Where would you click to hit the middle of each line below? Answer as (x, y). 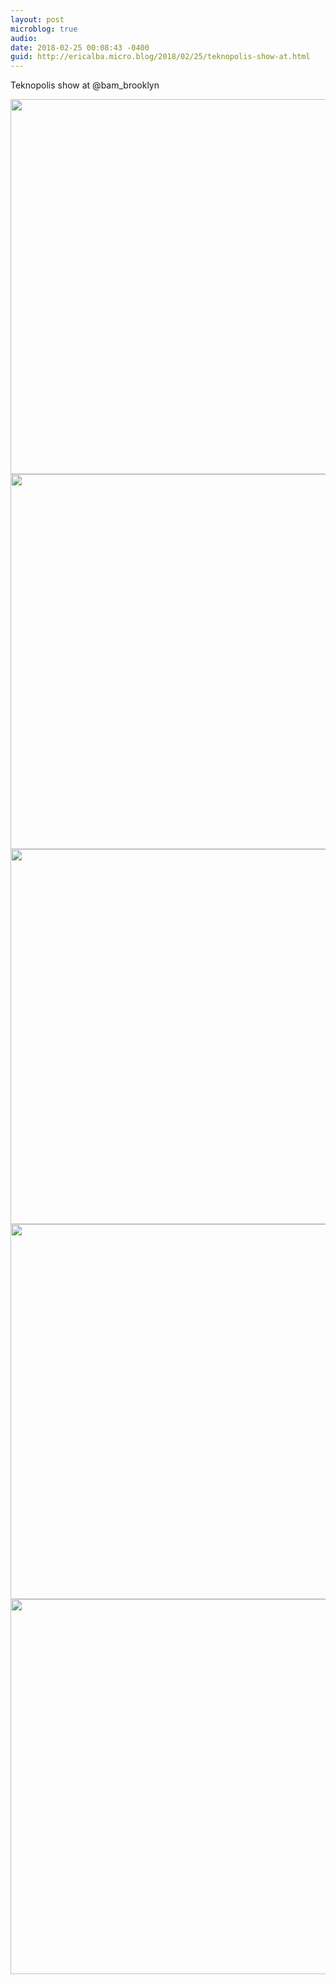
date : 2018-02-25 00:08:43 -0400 (80, 47)
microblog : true (44, 29)
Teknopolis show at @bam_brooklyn (85, 85)
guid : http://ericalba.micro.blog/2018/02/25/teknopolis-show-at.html (160, 57)
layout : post (37, 19)
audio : (24, 38)
